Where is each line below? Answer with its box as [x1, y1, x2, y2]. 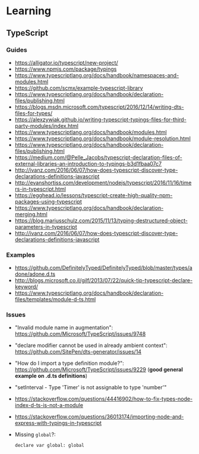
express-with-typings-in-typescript [14, 420, 102, 427]
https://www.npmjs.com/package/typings [14, 65, 117, 72]
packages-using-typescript [14, 198, 82, 205]
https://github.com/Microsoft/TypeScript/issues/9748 [14, 330, 146, 338]
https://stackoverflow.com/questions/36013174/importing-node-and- [14, 413, 184, 420]
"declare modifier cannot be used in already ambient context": [14, 342, 168, 349]
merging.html [14, 210, 48, 217]
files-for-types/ [14, 109, 52, 116]
